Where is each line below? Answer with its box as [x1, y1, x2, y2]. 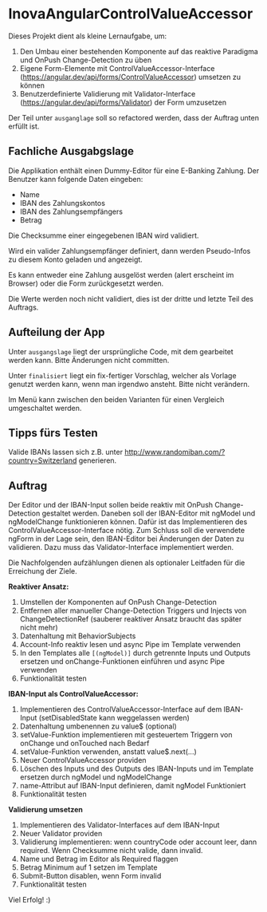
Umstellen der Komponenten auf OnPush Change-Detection [19, 598, 217, 607]
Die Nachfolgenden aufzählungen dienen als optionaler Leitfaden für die [8, 558, 245, 567]
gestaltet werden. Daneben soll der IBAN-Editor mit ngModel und [41, 508, 256, 519]
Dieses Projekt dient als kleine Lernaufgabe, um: [8, 31, 167, 41]
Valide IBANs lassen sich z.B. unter [8, 448, 124, 457]
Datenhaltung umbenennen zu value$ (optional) [19, 721, 177, 731]
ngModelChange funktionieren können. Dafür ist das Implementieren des [8, 517, 248, 527]
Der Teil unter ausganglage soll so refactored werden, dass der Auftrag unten [8, 113, 259, 122]
